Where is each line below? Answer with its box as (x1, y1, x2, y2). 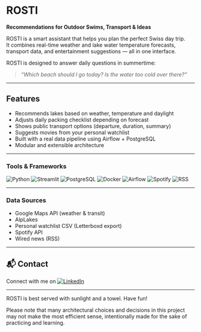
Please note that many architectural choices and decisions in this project (6, 306, 185, 314)
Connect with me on (6, 278, 56, 285)
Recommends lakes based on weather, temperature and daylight (14, 109, 174, 117)
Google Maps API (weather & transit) (14, 210, 105, 217)
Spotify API (14, 229, 43, 236)
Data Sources (6, 196, 47, 204)
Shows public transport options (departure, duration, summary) (14, 122, 172, 129)
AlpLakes (14, 216, 38, 223)
